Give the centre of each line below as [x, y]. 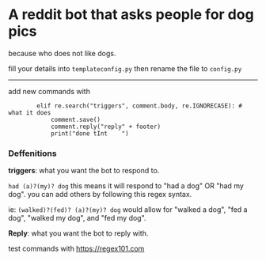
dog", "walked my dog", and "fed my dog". [77, 218]
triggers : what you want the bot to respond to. [84, 171]
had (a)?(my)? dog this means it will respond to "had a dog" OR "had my [126, 186]
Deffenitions [32, 153]
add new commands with [49, 91]
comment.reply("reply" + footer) [105, 127]
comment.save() [76, 119]
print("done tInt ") [89, 133]
